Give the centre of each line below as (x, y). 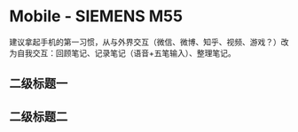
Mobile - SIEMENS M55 (96, 16)
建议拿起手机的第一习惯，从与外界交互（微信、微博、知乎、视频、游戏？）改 (149, 42)
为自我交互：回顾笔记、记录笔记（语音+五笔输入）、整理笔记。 (123, 53)
